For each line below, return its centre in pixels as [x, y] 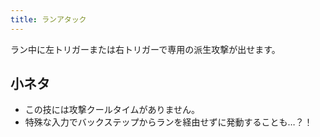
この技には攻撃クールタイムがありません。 [112, 110]
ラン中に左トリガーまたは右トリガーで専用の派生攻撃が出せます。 [145, 49]
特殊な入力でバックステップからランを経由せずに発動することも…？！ [168, 122]
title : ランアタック [48, 19]
